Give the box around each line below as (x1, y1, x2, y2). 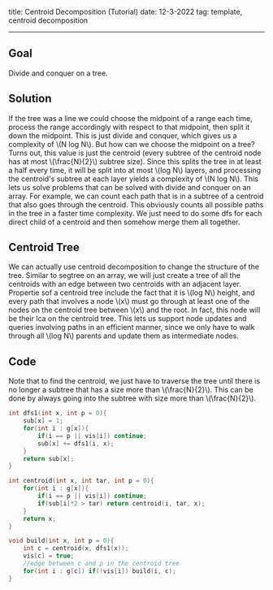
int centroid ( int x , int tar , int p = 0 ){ (8, 477, 154, 485)
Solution (8, 92, 52, 106)
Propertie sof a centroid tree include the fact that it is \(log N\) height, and (8, 288, 255, 297)
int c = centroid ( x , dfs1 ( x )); (23, 544, 129, 553)
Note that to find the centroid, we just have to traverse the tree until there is (8, 376, 261, 386)
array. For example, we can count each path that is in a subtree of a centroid (8, 191, 264, 201)
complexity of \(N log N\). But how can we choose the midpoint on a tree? (8, 139, 255, 149)
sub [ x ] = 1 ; (23, 417, 63, 425)
